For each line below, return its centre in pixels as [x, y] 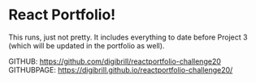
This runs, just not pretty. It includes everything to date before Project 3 [128, 37]
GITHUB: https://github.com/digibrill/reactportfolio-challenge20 [115, 61]
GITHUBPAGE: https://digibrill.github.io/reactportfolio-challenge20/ [121, 69]
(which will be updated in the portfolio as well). [87, 45]
